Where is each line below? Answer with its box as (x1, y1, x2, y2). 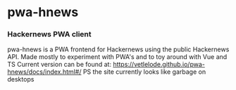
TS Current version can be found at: (7, 60, 111, 69)
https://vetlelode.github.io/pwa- (112, 60, 206, 69)
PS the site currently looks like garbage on (82, 67, 206, 76)
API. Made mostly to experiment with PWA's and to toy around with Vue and (7, 53, 228, 61)
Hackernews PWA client (7, 30, 92, 39)
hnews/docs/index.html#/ (7, 67, 82, 76)
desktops (7, 75, 35, 84)
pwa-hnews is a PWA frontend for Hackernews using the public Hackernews (7, 45, 230, 53)
